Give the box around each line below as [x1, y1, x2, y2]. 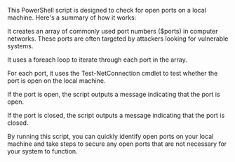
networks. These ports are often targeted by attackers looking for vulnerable [7, 34, 229, 43]
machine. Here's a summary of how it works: [7, 13, 137, 22]
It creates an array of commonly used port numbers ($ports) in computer [7, 27, 218, 35]
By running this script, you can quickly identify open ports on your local [7, 133, 214, 140]
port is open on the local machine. [7, 76, 106, 85]
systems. [7, 42, 34, 50]
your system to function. [7, 147, 79, 155]
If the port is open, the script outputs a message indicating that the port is [7, 90, 220, 98]
